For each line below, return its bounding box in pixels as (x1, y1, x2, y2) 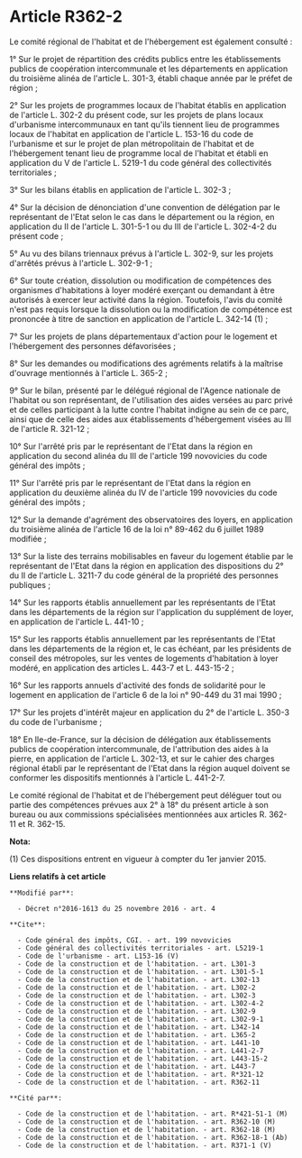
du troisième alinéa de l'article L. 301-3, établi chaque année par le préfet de (9, 72, 293, 83)
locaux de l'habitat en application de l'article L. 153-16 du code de (9, 128, 254, 139)
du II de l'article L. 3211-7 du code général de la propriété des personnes (9, 570, 279, 581)
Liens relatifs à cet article (9, 870, 106, 881)
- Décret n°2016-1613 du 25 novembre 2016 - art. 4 (17, 904, 216, 913)
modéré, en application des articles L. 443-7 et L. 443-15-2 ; (9, 662, 234, 673)
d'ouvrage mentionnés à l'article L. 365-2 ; (9, 367, 169, 378)
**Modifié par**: (9, 888, 75, 897)
